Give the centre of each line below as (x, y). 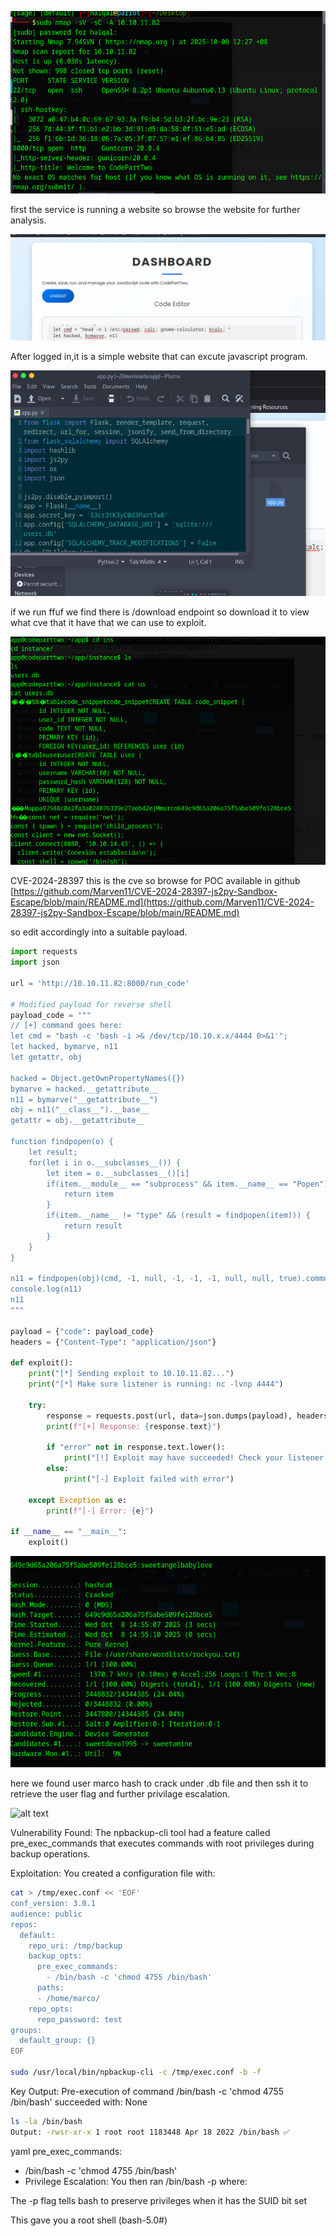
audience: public (46, 1914)
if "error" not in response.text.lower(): (136, 1447)
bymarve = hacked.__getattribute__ (84, 1089)
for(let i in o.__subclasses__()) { (105, 1162)
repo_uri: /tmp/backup (75, 1946)
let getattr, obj (46, 1057)
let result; (53, 1152)
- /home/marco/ (68, 1998)
